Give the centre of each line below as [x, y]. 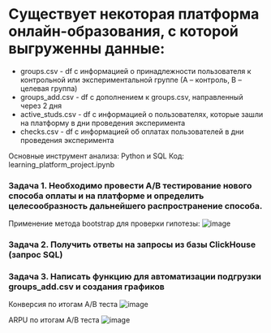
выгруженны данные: [87, 49]
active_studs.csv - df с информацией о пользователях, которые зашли [142, 114]
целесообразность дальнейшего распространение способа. [135, 205]
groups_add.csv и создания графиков [86, 287]
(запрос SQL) [36, 255]
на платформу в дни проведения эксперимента [103, 123]
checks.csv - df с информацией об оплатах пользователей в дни [132, 132]
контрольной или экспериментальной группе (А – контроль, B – [131, 80]
